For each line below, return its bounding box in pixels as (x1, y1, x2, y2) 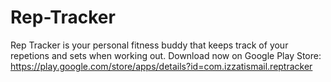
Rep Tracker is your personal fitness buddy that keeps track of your (10, 39, 289, 51)
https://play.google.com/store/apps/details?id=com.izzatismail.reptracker (10, 60, 313, 72)
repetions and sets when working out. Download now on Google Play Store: (10, 49, 322, 61)
